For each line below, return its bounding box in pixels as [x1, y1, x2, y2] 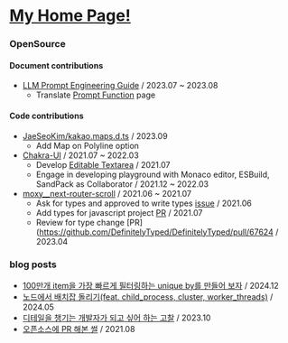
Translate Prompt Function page [35, 89, 156, 100]
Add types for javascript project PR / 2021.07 [35, 207, 203, 218]
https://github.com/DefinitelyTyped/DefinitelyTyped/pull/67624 [39, 227, 274, 237]
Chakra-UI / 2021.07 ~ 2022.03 [22, 150, 140, 161]
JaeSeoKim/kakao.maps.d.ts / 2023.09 [22, 130, 169, 141]
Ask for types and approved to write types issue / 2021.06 [35, 198, 253, 209]
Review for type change [35, 217, 125, 227]
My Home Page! [9, 5, 131, 26]
